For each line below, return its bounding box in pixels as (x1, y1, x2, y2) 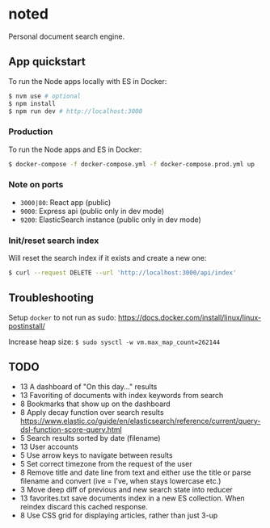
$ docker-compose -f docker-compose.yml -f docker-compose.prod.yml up (8, 160, 255, 168)
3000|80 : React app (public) (19, 197, 112, 207)
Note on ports (8, 179, 64, 191)
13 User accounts (19, 442, 78, 451)
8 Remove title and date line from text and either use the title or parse (19, 467, 251, 477)
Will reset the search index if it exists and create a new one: (8, 254, 207, 263)
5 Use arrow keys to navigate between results (19, 450, 173, 460)
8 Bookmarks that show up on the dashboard (19, 399, 171, 409)
